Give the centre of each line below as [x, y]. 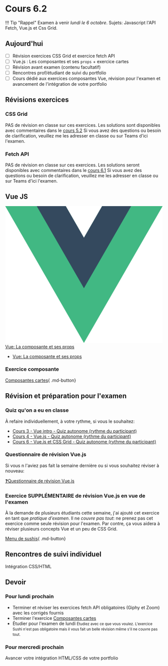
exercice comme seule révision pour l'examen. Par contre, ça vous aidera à [82, 524]
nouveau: [15, 471]
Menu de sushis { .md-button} [35, 539]
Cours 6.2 [26, 9]
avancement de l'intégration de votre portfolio [59, 84]
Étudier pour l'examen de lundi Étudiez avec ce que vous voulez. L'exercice [82, 623]
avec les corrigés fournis [38, 613]
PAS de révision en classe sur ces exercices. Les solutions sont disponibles [83, 125]
